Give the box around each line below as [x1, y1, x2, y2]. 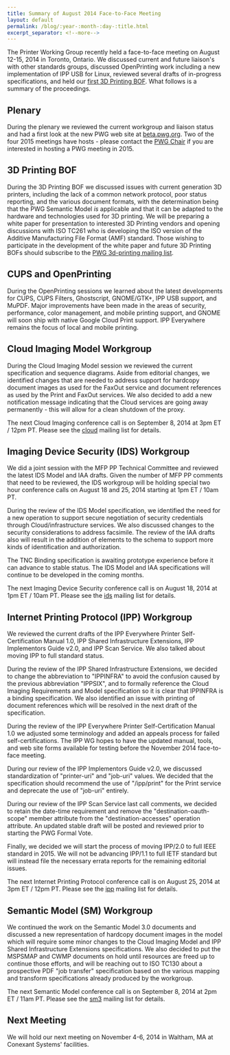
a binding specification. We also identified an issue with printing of [7, 694, 196, 702]
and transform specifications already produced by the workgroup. [7, 974, 194, 982]
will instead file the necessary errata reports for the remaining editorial [7, 857, 207, 865]
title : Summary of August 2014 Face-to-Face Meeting [7, 10, 161, 17]
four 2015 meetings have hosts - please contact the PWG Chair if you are [7, 137, 214, 146]
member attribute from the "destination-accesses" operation [28, 814, 200, 823]
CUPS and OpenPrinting [7, 269, 112, 280]
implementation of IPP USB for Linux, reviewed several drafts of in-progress [7, 70, 222, 78]
